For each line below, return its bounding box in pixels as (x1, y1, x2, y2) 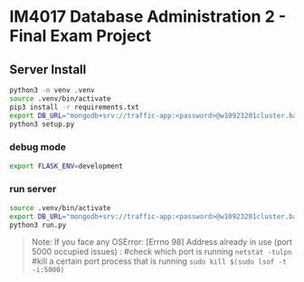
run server (9, 183, 57, 196)
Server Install (9, 62, 87, 77)
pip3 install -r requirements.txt (9, 102, 140, 112)
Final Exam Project (9, 25, 152, 46)
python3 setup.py (9, 120, 75, 129)
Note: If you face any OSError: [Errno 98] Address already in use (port (31, 237, 292, 248)
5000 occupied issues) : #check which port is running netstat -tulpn (31, 247, 292, 258)
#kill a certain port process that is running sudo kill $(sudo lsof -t (31, 256, 287, 267)
